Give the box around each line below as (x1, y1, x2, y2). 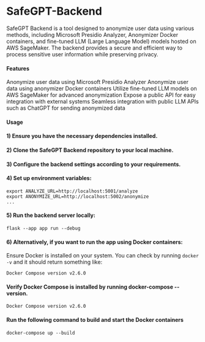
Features (6, 64, 29, 72)
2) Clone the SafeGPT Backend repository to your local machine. (6, 146, 174, 154)
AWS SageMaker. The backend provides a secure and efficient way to (6, 44, 182, 51)
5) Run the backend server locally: (6, 211, 96, 219)
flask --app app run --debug (6, 225, 81, 231)
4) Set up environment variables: (6, 175, 92, 182)
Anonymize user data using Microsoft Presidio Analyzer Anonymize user (6, 78, 188, 86)
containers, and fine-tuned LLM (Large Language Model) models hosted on (6, 37, 197, 45)
